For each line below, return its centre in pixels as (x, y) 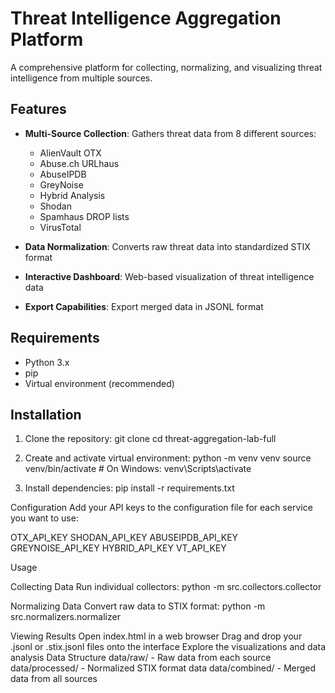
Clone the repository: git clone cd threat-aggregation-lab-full (150, 439)
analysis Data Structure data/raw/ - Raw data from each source (141, 658)
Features (38, 109)
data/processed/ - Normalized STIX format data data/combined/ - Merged (163, 668)
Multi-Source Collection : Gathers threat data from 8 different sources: (170, 133)
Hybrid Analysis (72, 195)
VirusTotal (60, 227)
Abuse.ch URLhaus (79, 163)
